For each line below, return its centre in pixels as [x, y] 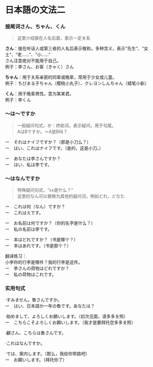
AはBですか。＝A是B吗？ [42, 131]
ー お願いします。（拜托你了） [36, 360]
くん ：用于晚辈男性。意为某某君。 [39, 94]
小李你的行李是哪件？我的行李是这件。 [44, 262]
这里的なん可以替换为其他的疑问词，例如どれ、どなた [71, 196]
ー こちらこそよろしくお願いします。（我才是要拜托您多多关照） [70, 322]
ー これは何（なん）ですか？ [35, 206]
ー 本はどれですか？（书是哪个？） [42, 240]
